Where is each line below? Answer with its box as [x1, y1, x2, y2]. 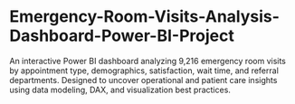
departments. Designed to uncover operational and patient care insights [9, 74, 278, 85]
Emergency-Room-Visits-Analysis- [9, 6, 281, 27]
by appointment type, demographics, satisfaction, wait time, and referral [9, 65, 279, 76]
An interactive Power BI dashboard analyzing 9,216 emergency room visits [9, 55, 287, 66]
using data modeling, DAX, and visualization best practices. [9, 84, 231, 95]
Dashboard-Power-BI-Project [9, 25, 235, 46]
